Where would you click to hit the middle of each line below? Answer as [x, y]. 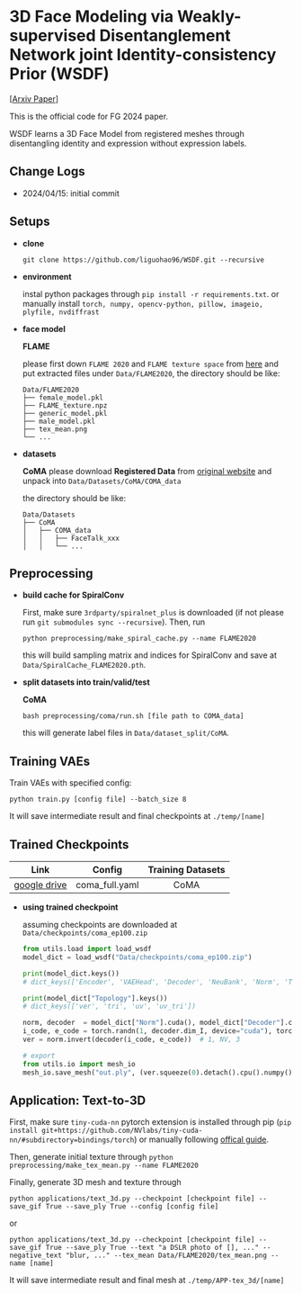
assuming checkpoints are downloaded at [100, 925]
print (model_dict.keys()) [71, 974]
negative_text [36, 1256]
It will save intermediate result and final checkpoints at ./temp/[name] [137, 816]
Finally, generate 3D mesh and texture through [95, 1182]
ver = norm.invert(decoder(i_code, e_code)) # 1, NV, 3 [131, 1039]
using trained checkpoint [70, 907]
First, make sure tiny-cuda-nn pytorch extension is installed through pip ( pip [151, 1122]
